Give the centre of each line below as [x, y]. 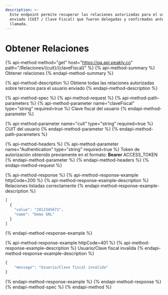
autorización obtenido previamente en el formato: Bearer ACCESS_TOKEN [81, 155]
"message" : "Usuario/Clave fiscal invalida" [61, 267]
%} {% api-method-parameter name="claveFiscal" [82, 103]
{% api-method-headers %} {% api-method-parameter [62, 144]
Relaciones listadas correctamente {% [44, 186]
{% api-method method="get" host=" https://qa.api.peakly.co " [69, 63]
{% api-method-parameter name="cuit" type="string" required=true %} [79, 124]
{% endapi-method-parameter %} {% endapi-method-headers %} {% [77, 160]
